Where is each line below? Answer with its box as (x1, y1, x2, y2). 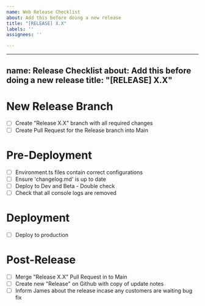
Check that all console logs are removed (15, 189, 117, 196)
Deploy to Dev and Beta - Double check (15, 182, 115, 189)
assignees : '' (6, 32, 43, 38)
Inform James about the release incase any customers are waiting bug (15, 286, 193, 294)
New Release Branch (6, 99, 113, 113)
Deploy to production (15, 231, 69, 238)
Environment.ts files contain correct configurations (15, 169, 143, 176)
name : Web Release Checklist (6, 9, 81, 15)
